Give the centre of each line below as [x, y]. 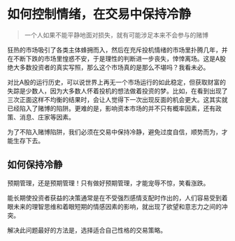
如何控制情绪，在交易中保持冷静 [99, 14]
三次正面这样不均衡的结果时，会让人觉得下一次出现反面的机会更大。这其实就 [117, 99]
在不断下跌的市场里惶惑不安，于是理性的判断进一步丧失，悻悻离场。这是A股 [116, 58]
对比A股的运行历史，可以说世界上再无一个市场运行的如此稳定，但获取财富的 [116, 82]
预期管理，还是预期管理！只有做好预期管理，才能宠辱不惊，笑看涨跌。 [108, 183]
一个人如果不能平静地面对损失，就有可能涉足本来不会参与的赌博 [116, 35]
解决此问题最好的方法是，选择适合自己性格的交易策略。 [87, 230]
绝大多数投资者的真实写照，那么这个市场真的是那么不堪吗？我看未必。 [108, 67]
